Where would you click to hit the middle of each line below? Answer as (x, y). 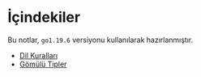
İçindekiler (44, 17)
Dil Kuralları (38, 55)
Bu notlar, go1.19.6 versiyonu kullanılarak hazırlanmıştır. (100, 40)
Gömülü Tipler (43, 64)
